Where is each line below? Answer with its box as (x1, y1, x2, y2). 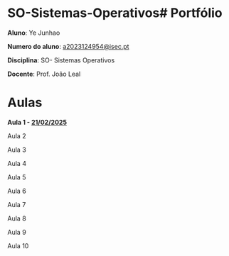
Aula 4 (7, 159, 27, 167)
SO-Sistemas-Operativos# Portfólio (7, 5, 223, 21)
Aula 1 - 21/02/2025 (7, 118, 68, 126)
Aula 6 (7, 187, 26, 195)
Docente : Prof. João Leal (7, 69, 81, 78)
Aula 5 (7, 172, 26, 182)
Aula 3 (7, 145, 26, 154)
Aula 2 (7, 131, 26, 140)
